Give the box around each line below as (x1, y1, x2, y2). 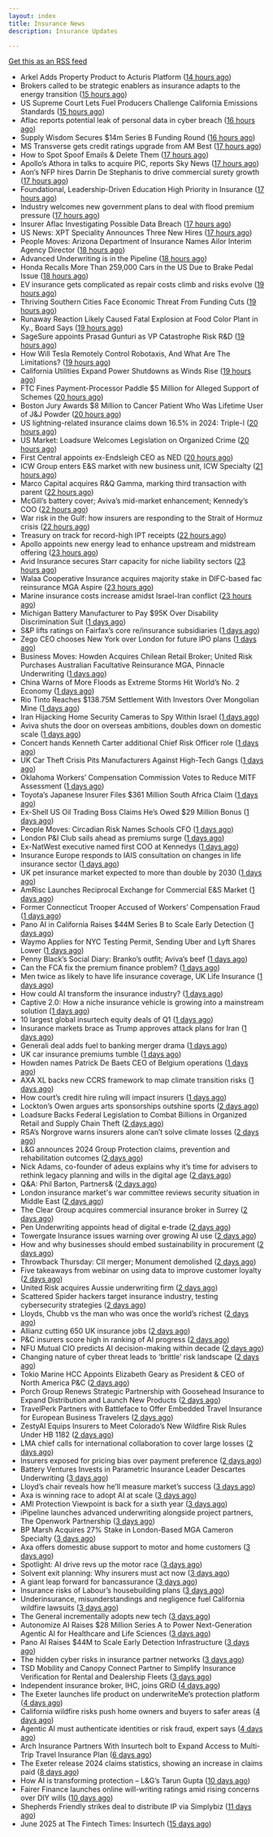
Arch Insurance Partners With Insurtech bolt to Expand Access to (19, 1741, 239, 1751)
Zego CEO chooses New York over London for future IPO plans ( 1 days (19, 634, 258, 644)
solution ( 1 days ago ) (19, 1006, 90, 1016)
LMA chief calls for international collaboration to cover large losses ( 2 (19, 1438, 253, 1449)
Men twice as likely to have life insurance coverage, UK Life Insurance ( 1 (19, 972, 262, 982)
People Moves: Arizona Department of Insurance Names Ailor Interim (19, 237, 252, 247)
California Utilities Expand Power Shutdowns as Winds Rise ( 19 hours (19, 366, 252, 376)
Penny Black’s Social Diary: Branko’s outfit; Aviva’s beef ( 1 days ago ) (19, 954, 248, 964)
